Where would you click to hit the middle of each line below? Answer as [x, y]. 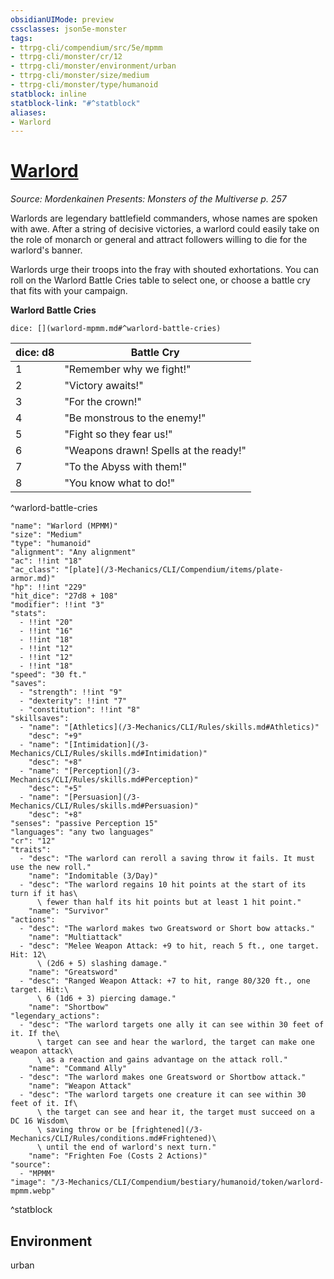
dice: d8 [35, 353]
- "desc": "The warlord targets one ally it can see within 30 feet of [172, 1025]
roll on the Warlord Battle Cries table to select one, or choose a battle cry [160, 280]
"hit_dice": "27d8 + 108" [64, 596]
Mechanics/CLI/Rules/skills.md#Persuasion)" [104, 806]
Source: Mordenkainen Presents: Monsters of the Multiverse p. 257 [148, 199]
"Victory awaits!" [104, 386]
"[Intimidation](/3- [106, 745]
